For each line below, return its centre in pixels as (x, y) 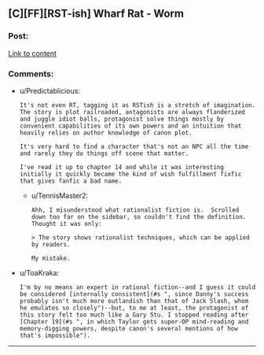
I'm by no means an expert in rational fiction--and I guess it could (137, 287)
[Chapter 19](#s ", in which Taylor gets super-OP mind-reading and (134, 322)
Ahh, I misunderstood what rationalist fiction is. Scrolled (135, 210)
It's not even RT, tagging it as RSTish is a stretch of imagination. (137, 105)
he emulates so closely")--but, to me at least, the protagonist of (134, 308)
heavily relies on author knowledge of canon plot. (106, 133)
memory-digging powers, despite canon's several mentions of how (128, 328)
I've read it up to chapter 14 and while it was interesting (122, 167)
